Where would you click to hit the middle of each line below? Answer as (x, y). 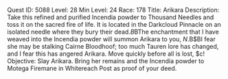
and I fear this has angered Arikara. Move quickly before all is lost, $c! (106, 54)
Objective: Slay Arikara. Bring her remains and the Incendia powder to (106, 61)
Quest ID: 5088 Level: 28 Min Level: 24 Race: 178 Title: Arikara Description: (113, 10)
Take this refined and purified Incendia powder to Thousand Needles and (111, 17)
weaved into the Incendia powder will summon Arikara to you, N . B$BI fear (112, 39)
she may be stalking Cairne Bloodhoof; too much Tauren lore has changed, (113, 46)
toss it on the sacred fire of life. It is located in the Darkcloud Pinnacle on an (114, 24)
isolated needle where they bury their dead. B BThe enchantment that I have (113, 32)
